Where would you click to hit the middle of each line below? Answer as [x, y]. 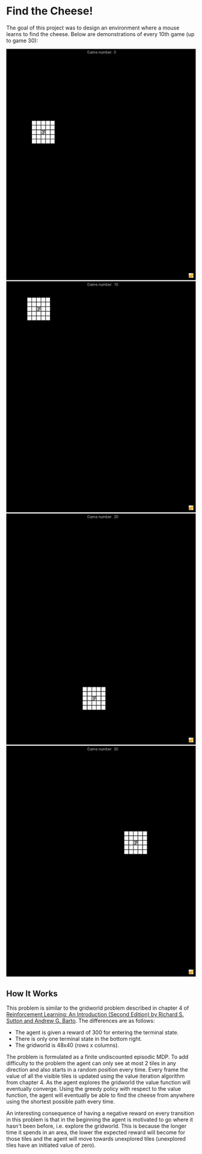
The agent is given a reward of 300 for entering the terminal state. [97, 1033]
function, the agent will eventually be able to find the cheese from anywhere [101, 1095]
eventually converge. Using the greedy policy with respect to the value [94, 1089]
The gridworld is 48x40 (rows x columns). [67, 1045]
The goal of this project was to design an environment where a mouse [93, 28]
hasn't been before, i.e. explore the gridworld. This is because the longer [96, 1126]
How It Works [32, 993]
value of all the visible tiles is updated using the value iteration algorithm [96, 1076]
